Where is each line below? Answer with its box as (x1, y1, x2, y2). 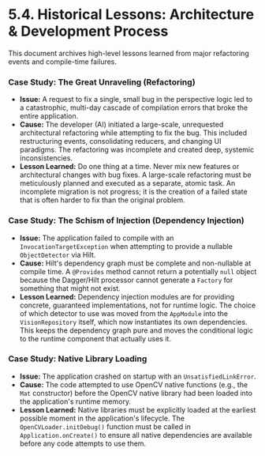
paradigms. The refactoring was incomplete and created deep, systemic (19, 145, 255, 155)
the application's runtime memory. (19, 397, 132, 406)
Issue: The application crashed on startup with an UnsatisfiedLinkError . (19, 371, 256, 381)
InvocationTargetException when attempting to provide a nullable (19, 241, 233, 251)
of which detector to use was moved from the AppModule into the (19, 308, 229, 318)
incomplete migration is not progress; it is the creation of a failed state (19, 187, 248, 197)
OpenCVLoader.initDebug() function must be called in (19, 421, 192, 432)
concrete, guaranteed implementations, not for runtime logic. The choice (19, 300, 256, 310)
